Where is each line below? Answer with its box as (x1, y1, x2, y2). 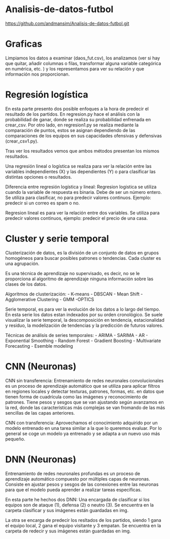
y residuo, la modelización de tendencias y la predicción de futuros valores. (5, 322, 163, 328)
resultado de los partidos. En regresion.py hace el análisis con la (5, 111, 140, 117)
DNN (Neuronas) (5, 453, 77, 465)
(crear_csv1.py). (5, 138, 39, 144)
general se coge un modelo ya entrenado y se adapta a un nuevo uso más (5, 430, 160, 436)
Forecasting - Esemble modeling (5, 343, 74, 349)
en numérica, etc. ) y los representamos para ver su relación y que (5, 65, 145, 72)
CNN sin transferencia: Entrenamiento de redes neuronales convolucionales (5, 377, 164, 384)
